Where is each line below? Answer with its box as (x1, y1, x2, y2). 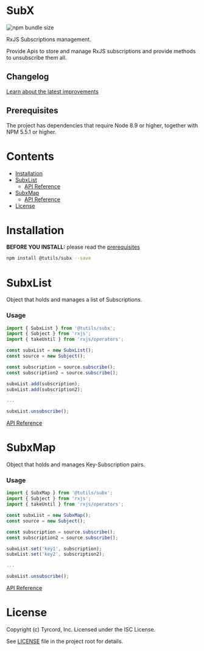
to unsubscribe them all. (6, 54, 67, 61)
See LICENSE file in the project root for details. (6, 638, 124, 645)
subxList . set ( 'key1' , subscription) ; (6, 546, 102, 552)
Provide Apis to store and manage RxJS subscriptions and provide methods (6, 47, 196, 55)
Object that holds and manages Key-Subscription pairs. (6, 461, 145, 468)
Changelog (6, 71, 49, 82)
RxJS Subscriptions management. (6, 35, 91, 43)
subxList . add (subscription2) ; (6, 386, 83, 393)
